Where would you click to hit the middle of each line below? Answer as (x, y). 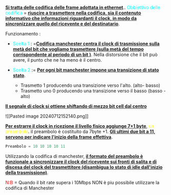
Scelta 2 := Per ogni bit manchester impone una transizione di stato (86, 70)
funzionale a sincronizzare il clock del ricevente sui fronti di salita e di (81, 162)
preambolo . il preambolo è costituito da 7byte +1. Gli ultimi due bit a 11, (80, 131)
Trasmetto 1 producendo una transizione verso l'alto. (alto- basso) (90, 85)
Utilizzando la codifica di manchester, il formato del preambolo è (74, 156)
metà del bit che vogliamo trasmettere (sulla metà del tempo (78, 49)
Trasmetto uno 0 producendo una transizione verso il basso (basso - (93, 91)
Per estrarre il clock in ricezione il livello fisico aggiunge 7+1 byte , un (80, 126)
